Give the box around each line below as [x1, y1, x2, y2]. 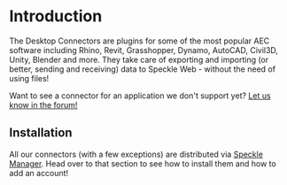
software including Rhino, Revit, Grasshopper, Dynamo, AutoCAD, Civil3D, [9, 44, 279, 55]
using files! [9, 73, 50, 83]
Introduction [9, 6, 103, 27]
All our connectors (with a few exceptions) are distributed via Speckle [9, 149, 264, 159]
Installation [9, 126, 73, 141]
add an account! [9, 167, 69, 178]
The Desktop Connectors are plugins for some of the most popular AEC [9, 35, 270, 46]
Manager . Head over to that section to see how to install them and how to [9, 158, 276, 169]
